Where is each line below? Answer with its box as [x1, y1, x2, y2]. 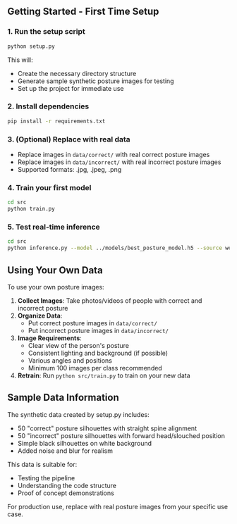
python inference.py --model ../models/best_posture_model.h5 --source [7, 244, 222, 252]
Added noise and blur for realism [17, 447, 113, 455]
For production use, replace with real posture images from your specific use [7, 502, 228, 511]
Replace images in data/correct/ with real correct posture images [17, 151, 210, 159]
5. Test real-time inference [7, 222, 100, 232]
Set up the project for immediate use [17, 84, 124, 92]
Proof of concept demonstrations [17, 489, 114, 497]
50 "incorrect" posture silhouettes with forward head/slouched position [17, 431, 226, 439]
